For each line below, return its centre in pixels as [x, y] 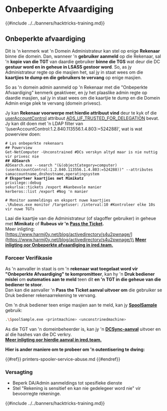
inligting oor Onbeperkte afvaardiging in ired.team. [59, 245]
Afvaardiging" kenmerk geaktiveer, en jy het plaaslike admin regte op [76, 92]
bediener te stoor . [24, 285]
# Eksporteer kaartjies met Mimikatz [44, 178]
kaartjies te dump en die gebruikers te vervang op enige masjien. [73, 77]
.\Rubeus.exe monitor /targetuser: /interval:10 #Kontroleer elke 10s [80, 204]
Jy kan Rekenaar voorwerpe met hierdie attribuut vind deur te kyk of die [81, 113]
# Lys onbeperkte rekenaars [34, 143]
